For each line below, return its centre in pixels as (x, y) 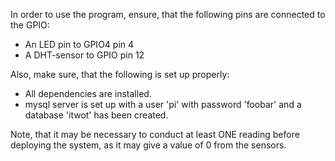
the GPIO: (30, 25)
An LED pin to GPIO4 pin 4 (79, 44)
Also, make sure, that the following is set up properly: (120, 74)
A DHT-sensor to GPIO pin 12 (84, 55)
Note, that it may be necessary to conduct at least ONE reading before (155, 134)
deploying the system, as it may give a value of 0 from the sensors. (148, 145)
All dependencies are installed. (88, 93)
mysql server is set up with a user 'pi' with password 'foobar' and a (163, 104)
